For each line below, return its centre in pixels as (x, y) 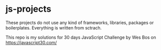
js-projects (28, 9)
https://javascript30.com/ (31, 42)
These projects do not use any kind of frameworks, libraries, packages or (80, 23)
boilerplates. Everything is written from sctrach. (54, 27)
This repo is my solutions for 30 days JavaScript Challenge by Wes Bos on (81, 37)
